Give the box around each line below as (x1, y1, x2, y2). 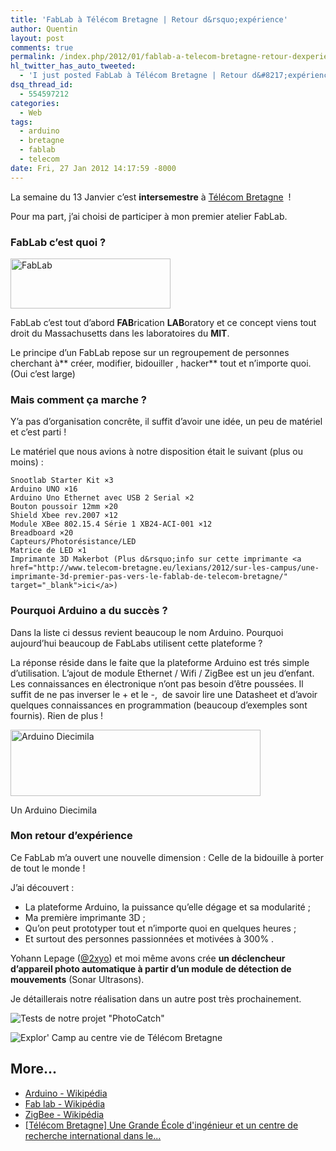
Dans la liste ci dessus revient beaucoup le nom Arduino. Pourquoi (10, 626, 284, 638)
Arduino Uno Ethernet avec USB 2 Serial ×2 (10, 493, 195, 503)
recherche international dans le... (24, 1129, 162, 1141)
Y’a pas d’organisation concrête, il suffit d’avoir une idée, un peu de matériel (10, 416, 323, 428)
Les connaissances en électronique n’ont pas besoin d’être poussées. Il (10, 677, 304, 690)
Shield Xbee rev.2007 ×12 (10, 511, 118, 521)
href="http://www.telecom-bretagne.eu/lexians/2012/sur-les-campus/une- (10, 563, 320, 573)
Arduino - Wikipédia (24, 1087, 108, 1099)
